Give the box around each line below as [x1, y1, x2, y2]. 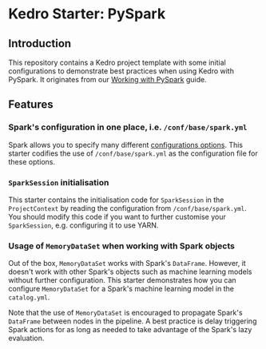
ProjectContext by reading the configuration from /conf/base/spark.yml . [8, 203, 248, 212]
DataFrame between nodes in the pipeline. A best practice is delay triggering [8, 316, 257, 326]
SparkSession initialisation [8, 176, 109, 188]
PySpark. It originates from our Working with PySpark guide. [8, 75, 207, 84]
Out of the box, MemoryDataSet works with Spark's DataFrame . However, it [8, 259, 246, 268]
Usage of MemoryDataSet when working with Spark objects [8, 240, 236, 252]
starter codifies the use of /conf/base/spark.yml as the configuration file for [8, 149, 258, 158]
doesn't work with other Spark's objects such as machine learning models [8, 267, 252, 276]
